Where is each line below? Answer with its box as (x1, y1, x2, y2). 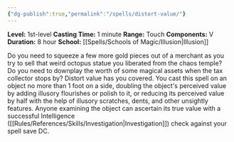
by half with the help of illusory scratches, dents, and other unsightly (7, 97, 208, 105)
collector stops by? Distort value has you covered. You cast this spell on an (7, 74, 228, 82)
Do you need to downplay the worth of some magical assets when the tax (7, 66, 223, 75)
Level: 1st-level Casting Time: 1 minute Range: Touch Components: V (7, 30, 214, 38)
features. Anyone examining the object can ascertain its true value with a (7, 104, 221, 112)
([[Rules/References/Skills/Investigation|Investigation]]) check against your (7, 119, 228, 128)
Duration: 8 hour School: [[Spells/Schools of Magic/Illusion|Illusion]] (7, 37, 209, 46)
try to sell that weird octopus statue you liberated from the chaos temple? (7, 58, 223, 67)
